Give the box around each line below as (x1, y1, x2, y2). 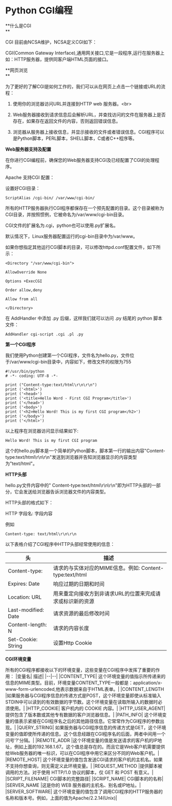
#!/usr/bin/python (5, 369, 45, 374)
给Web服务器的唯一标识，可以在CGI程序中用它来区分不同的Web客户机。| (5, 750, 160, 756)
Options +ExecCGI (5, 279, 42, 284)
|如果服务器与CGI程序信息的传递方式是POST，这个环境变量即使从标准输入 (5, 692, 161, 698)
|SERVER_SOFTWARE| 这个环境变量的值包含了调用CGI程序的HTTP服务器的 (5, 788, 163, 794)
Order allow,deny (5, 287, 42, 292)
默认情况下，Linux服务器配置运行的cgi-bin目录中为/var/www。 (5, 233, 138, 239)
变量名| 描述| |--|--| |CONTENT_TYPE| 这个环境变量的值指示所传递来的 (17, 673, 166, 679)
